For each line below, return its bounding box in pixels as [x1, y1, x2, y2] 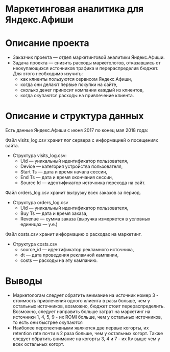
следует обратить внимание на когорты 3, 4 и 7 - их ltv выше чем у [12, 336, 160, 342]
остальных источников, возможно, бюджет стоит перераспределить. [12, 303, 165, 309]
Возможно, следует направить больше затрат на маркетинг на [12, 309, 151, 315]
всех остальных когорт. [12, 341, 65, 347]
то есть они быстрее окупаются [12, 319, 83, 325]
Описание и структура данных [5, 111, 144, 122]
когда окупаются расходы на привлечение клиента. [20, 93, 134, 99]
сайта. [5, 143, 19, 149]
